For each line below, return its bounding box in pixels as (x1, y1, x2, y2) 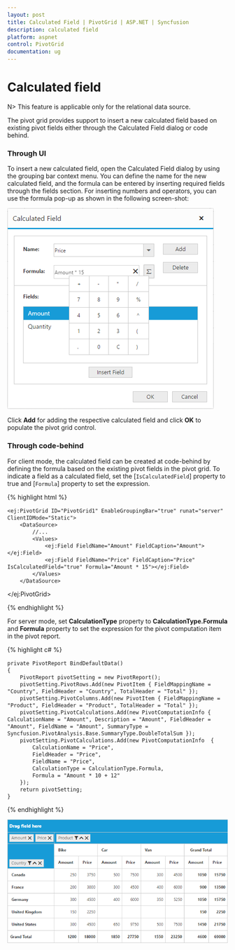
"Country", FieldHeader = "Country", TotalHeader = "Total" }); (7, 688, 199, 695)
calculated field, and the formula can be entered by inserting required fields (7, 179, 225, 188)
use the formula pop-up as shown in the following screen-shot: (7, 194, 189, 203)
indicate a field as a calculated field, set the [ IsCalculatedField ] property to (7, 472, 226, 480)
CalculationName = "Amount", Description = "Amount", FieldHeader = (7, 716, 211, 723)
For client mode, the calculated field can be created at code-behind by (7, 456, 211, 466)
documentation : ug (7, 48, 61, 55)
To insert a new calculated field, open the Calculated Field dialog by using (7, 165, 220, 173)
